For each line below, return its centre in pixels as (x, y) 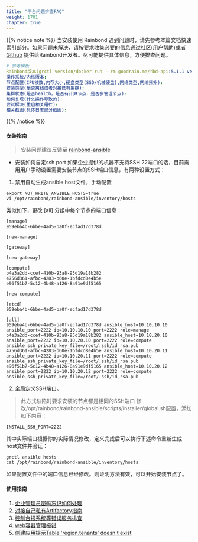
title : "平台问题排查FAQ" (35, 12)
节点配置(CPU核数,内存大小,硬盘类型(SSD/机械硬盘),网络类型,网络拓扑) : (85, 83)
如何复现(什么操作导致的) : (35, 99)
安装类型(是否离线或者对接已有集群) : (45, 88)
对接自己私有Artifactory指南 (48, 510)
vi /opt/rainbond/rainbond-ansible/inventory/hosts (71, 199)
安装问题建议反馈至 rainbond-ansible (65, 150)
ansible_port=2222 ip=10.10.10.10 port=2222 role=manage (78, 330)
